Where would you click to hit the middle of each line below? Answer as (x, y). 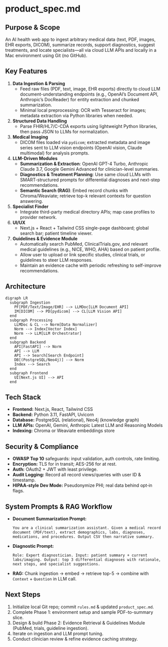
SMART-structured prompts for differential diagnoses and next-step (90, 180)
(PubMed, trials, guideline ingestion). (50, 628)
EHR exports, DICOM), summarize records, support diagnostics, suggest (80, 45)
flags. (18, 491)
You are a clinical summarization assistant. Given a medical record (87, 528)
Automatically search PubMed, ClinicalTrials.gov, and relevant (84, 244)
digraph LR (17, 298)
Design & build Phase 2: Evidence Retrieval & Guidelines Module (79, 623)
